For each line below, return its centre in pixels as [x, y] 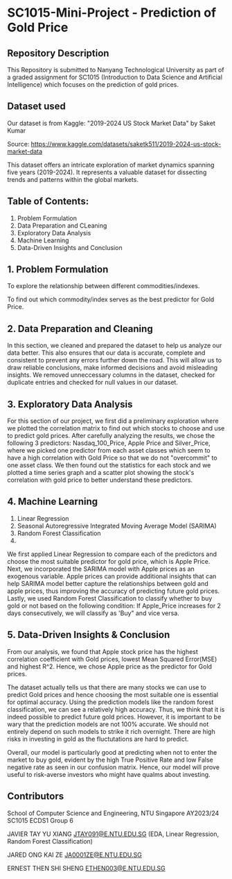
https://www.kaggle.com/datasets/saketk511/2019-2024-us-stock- [126, 144]
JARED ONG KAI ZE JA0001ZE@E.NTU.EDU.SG [74, 855]
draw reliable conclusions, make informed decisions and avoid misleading [113, 368]
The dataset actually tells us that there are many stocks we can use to [107, 687]
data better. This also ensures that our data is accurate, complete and [106, 353]
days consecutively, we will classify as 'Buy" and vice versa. [93, 613]
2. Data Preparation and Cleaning [80, 329]
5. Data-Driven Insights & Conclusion [89, 635]
